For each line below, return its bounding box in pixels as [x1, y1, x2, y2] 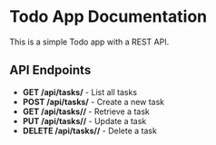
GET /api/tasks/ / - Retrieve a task [22, 106, 150, 117]
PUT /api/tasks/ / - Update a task [22, 115, 147, 126]
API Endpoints [9, 63, 92, 78]
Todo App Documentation [9, 6, 208, 27]
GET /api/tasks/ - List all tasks [22, 86, 138, 97]
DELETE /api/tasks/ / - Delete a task [22, 125, 157, 136]
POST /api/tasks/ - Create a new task [22, 96, 165, 107]
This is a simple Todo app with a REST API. [9, 36, 170, 47]
